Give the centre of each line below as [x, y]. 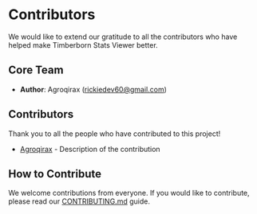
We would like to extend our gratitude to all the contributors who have [123, 37]
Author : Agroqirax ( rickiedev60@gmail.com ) [93, 89]
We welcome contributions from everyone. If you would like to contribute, [129, 193]
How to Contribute [55, 174]
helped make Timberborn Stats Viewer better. [83, 45]
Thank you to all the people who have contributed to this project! [115, 134]
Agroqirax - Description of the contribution [90, 149]
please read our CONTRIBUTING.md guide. [79, 201]
